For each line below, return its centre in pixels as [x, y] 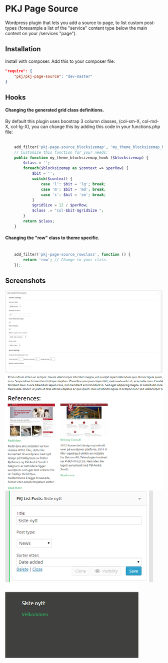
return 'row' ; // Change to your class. [66, 260]
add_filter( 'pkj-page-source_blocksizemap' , [61, 147]
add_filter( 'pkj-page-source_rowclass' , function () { [72, 254]
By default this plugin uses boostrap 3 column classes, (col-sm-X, [73, 121]
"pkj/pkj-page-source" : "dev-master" [53, 76]
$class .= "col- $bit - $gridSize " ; [68, 211]
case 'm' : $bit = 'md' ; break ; [73, 189]
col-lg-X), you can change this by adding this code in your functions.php [85, 127]
